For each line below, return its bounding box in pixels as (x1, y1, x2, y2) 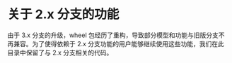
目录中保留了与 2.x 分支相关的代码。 (7, 48, 113, 57)
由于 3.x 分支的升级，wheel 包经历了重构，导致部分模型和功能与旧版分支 (7, 31, 219, 39)
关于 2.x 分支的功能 (7, 6, 120, 22)
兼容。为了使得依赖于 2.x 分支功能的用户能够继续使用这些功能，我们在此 (13, 39, 225, 48)
